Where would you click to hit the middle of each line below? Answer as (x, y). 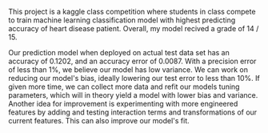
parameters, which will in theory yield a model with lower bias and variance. (133, 95)
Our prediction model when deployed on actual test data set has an (119, 52)
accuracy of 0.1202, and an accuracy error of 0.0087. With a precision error (132, 61)
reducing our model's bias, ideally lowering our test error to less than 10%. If (134, 78)
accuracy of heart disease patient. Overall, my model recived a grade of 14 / (134, 28)
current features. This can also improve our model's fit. (99, 121)
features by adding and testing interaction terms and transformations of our (133, 112)
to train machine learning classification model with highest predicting (122, 20)
